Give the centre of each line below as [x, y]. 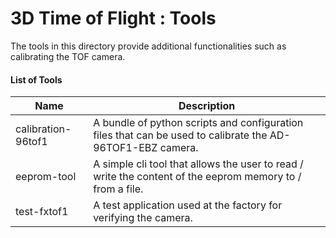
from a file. [118, 189]
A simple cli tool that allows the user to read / [198, 164]
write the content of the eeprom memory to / [197, 177]
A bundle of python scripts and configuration [198, 123]
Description [207, 106]
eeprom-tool [46, 177]
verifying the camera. [143, 218]
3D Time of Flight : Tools [113, 18]
